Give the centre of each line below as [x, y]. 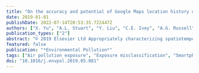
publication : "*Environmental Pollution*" [59, 50]
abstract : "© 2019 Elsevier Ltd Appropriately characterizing [84, 39]
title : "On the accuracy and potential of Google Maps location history [98, 11]
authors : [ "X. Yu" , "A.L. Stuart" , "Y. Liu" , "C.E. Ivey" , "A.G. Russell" [100, 28]
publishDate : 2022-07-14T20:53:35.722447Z [59, 22]
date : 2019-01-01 [28, 17]
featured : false [26, 45]
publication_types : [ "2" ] [38, 34]
